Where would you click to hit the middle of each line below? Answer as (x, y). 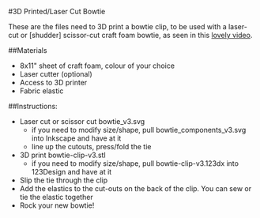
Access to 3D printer (53, 83)
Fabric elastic (41, 91)
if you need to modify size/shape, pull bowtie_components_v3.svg (139, 130)
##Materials (28, 50)
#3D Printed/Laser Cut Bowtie (57, 11)
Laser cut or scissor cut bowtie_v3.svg (82, 121)
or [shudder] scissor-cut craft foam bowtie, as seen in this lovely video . (136, 35)
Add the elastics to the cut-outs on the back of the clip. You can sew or (135, 188)
